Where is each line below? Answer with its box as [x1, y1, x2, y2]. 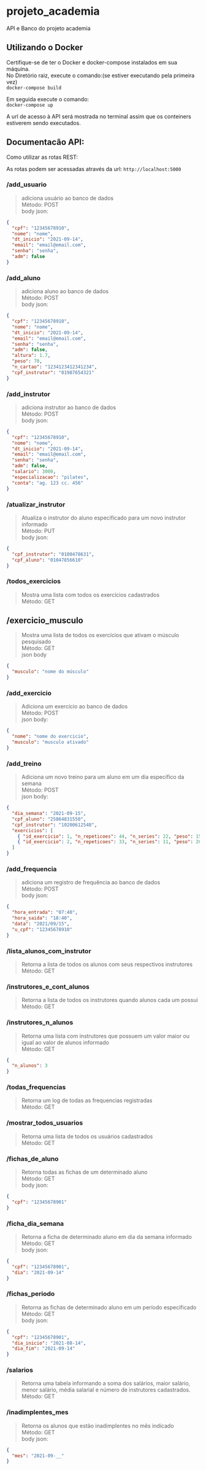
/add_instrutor [6, 389, 50, 398]
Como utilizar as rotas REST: [6, 153, 78, 161]
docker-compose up [6, 102, 53, 108]
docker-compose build [6, 85, 62, 91]
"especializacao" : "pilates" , [12, 474, 89, 480]
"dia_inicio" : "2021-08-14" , [12, 1340, 86, 1346]
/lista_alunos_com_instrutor [6, 946, 91, 955]
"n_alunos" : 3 [12, 1063, 48, 1069]
